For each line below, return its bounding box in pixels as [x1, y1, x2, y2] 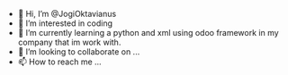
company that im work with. [17, 37, 121, 47]
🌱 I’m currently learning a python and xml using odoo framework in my [17, 28, 279, 37]
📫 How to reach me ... [17, 56, 102, 67]
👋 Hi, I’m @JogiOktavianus [17, 9, 117, 19]
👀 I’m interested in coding [17, 18, 113, 29]
